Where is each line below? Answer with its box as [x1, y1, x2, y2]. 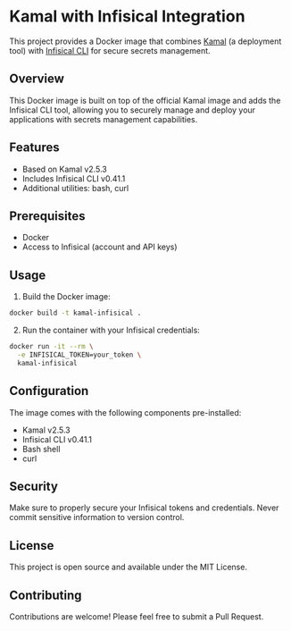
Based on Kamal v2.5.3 [21, 164, 107, 174]
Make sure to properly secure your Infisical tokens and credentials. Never [9, 502, 279, 513]
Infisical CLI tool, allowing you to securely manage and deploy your [9, 105, 256, 115]
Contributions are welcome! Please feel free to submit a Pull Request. [9, 610, 264, 622]
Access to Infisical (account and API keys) [21, 241, 178, 252]
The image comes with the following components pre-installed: [9, 407, 242, 417]
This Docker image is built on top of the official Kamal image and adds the [9, 95, 281, 105]
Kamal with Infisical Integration [9, 6, 245, 27]
